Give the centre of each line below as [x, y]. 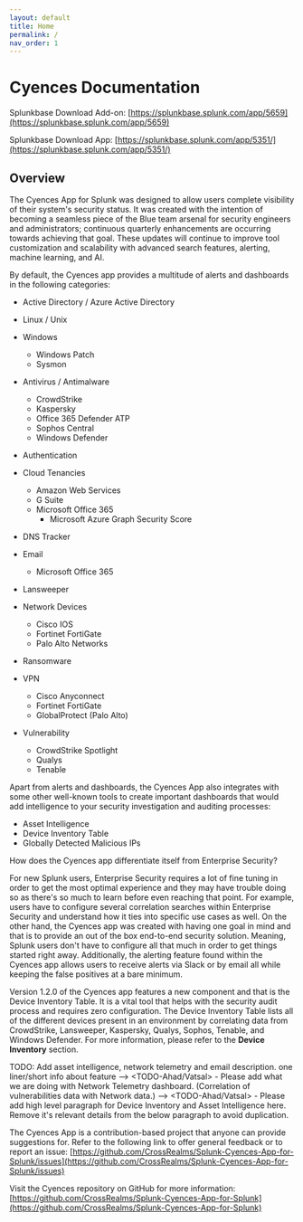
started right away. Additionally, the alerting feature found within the [136, 955]
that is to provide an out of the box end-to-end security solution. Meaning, [148, 936]
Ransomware [47, 661]
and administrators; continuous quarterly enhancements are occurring [140, 228]
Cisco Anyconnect [70, 696]
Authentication [50, 455]
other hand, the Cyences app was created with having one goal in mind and [150, 926]
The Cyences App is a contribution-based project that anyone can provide [148, 1132]
